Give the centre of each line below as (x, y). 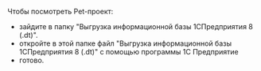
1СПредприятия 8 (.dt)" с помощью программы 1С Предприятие (129, 52)
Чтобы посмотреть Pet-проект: (60, 11)
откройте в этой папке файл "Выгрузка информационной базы (125, 43)
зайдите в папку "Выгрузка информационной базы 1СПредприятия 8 (136, 26)
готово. (31, 60)
